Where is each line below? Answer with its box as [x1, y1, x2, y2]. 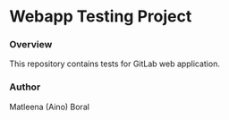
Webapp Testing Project [9, 6, 192, 27]
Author [9, 81, 41, 93]
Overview [9, 39, 53, 51]
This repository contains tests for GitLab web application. [9, 58, 221, 69]
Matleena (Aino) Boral [9, 101, 89, 112]
